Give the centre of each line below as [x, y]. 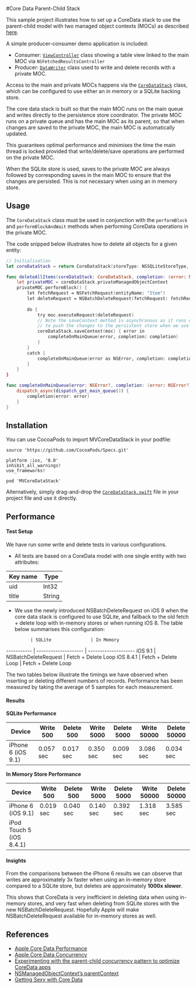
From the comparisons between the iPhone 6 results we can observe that [94, 874]
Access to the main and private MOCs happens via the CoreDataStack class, [97, 85]
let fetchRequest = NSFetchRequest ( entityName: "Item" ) [96, 293]
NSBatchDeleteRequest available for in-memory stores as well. [81, 916]
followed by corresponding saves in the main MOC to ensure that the [89, 175]
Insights [16, 860]
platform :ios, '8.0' [32, 461]
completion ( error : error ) [59, 396]
